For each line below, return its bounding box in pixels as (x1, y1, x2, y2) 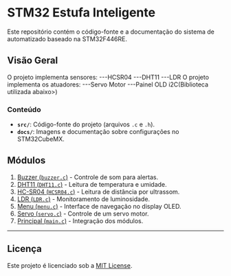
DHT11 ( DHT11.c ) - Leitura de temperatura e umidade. (16, 180, 167, 188)
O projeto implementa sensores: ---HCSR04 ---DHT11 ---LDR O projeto (7, 73, 210, 81)
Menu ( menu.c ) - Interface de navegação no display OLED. (16, 202, 181, 210)
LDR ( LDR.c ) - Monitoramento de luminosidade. (16, 194, 150, 203)
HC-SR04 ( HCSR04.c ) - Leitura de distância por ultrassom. (16, 187, 180, 196)
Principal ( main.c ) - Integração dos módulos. (16, 216, 144, 225)
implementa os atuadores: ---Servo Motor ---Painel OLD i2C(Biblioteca (7, 80, 208, 89)
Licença (7, 243, 43, 255)
